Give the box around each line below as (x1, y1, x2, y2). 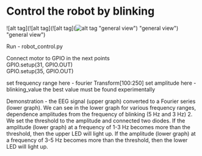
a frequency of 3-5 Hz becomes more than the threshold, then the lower (6, 136, 188, 144)
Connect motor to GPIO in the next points (6, 54, 110, 62)
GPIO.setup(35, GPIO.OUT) (6, 67, 74, 74)
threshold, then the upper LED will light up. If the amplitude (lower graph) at (6, 130, 197, 137)
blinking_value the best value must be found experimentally (6, 85, 156, 93)
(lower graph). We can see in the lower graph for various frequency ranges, (6, 104, 197, 111)
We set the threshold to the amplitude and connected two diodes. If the (6, 117, 186, 124)
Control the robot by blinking (6, 4, 155, 18)
